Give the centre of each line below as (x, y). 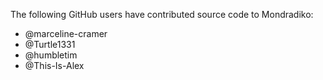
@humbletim (51, 55)
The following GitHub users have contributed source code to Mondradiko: (162, 14)
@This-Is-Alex (54, 65)
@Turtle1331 (50, 44)
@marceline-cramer (66, 33)
